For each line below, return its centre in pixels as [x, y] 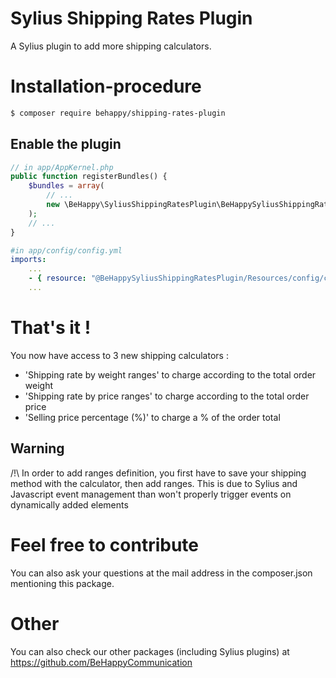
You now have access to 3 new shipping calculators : [119, 355]
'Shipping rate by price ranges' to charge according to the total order [167, 396]
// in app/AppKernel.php [62, 167]
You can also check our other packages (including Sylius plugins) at [150, 651]
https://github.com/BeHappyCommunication [101, 662]
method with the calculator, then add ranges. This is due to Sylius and [154, 483]
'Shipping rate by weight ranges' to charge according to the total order [170, 374]
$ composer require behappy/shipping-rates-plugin [118, 113]
